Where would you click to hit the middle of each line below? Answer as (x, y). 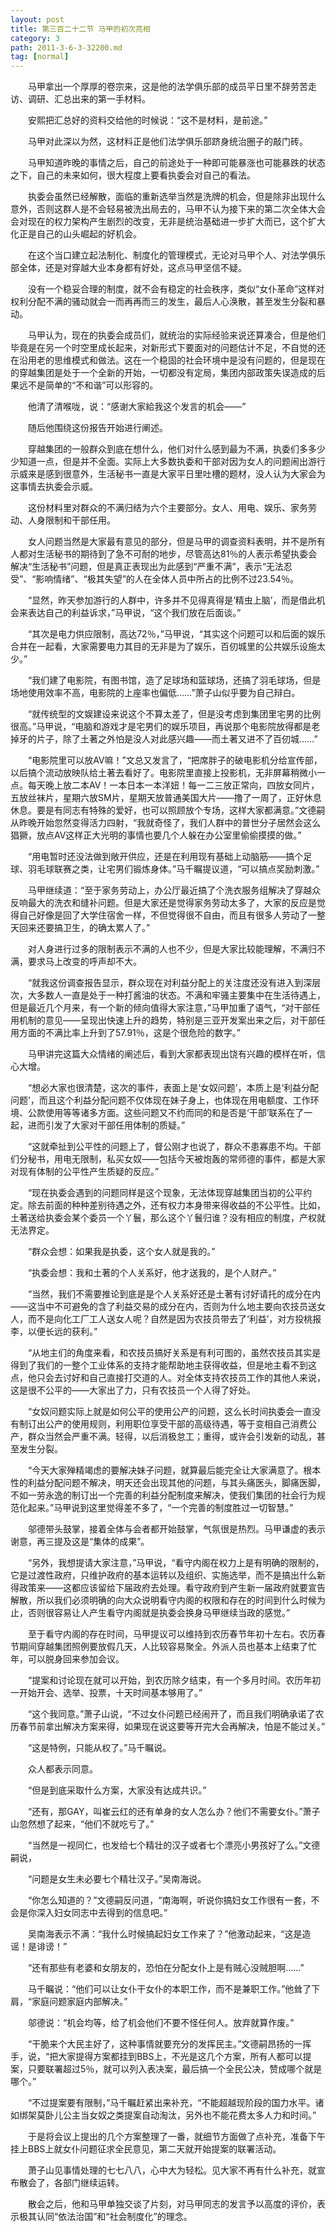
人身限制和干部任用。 (71, 520)
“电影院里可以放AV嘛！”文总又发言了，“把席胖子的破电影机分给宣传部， (175, 760)
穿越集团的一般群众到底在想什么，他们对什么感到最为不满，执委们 (163, 449)
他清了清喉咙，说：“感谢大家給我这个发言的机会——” (137, 407)
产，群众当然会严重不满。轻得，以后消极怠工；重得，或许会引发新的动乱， (163, 1437)
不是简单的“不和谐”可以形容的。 (93, 385)
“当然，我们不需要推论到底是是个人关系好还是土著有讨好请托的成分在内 (174, 1294)
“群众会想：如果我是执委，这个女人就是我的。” (121, 1252)
